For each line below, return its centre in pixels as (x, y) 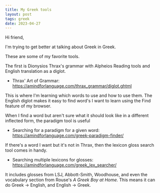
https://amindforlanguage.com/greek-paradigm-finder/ (68, 135)
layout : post (18, 14)
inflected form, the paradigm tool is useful (48, 121)
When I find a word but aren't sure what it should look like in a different (77, 116)
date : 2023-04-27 (23, 23)
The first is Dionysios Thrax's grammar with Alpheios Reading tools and (78, 66)
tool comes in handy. (26, 150)
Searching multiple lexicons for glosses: (53, 160)
